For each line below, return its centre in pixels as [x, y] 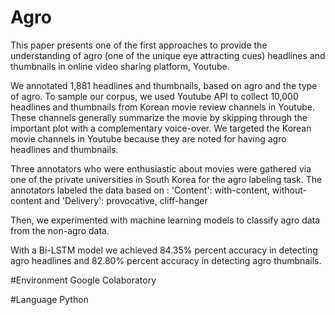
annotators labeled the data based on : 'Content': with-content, [140, 190]
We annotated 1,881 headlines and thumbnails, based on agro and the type [164, 85]
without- [289, 190]
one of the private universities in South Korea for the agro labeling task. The [166, 179]
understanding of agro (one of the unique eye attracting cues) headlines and [168, 55]
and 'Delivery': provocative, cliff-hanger [126, 200]
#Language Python [49, 299]
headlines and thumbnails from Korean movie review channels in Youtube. [162, 107]
